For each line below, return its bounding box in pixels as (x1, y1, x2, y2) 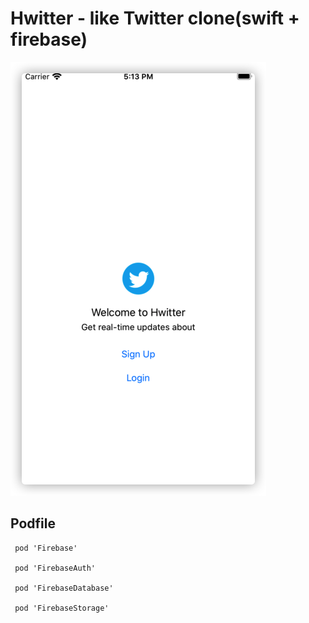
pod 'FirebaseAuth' (14, 563, 97, 573)
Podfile (10, 515, 56, 532)
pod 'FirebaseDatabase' (14, 583, 114, 593)
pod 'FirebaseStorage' (14, 603, 110, 613)
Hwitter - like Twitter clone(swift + (10, 7, 300, 30)
